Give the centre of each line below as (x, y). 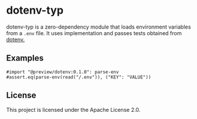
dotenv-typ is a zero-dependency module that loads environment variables (99, 27)
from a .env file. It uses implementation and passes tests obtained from (94, 33)
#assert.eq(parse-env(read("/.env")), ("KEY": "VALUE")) (79, 77)
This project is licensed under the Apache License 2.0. (73, 109)
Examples (25, 58)
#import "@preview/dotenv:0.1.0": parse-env (63, 72)
